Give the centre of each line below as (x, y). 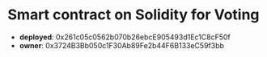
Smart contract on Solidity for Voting (133, 15)
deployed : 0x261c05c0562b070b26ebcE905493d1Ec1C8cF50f (125, 37)
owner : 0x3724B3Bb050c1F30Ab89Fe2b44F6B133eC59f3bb (121, 45)
